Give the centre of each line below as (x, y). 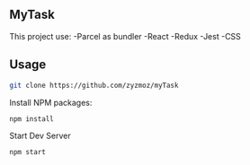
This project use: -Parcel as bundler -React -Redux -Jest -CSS (125, 36)
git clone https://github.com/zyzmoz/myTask (94, 85)
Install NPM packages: (51, 102)
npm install (31, 119)
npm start (28, 152)
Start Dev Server (40, 136)
